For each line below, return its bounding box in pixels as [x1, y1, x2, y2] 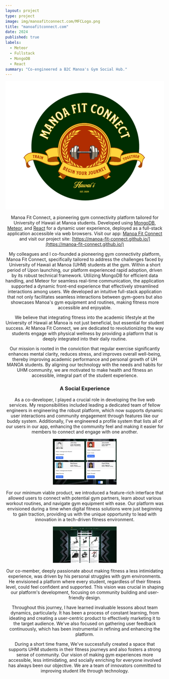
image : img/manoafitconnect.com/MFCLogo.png [5, 19, 100, 24]
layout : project [5, 8, 39, 13]
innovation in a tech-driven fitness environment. [35, 516, 135, 522]
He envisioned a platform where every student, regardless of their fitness [9, 579, 161, 585]
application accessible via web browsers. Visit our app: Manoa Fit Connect [7, 231, 162, 237]
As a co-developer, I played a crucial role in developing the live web [14, 397, 155, 403]
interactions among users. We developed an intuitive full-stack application [8, 289, 162, 295]
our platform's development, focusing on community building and [11, 589, 147, 595]
